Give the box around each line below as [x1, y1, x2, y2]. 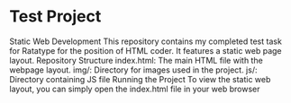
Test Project [9, 6, 102, 27]
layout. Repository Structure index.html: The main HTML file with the [9, 55, 263, 65]
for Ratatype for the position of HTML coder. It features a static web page [9, 45, 282, 56]
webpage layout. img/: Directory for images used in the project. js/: [9, 64, 258, 75]
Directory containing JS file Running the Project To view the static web [9, 73, 271, 84]
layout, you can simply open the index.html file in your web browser [9, 83, 260, 94]
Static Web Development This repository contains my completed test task [9, 36, 282, 47]
